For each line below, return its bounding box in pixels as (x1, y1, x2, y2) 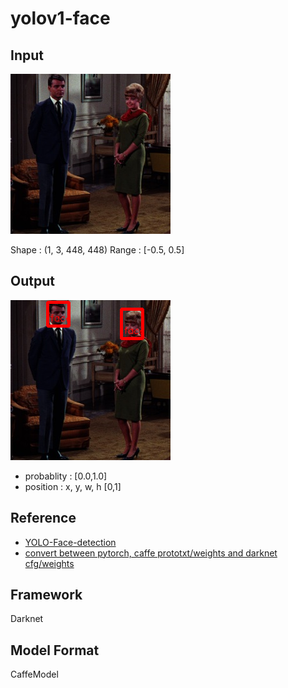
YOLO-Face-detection (24, 536, 117, 548)
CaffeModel (10, 668, 59, 681)
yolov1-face (10, 7, 111, 30)
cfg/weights (24, 557, 75, 569)
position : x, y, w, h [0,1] (24, 480, 122, 492)
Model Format (10, 642, 100, 659)
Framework (10, 587, 83, 604)
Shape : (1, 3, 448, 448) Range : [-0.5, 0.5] (10, 244, 185, 256)
